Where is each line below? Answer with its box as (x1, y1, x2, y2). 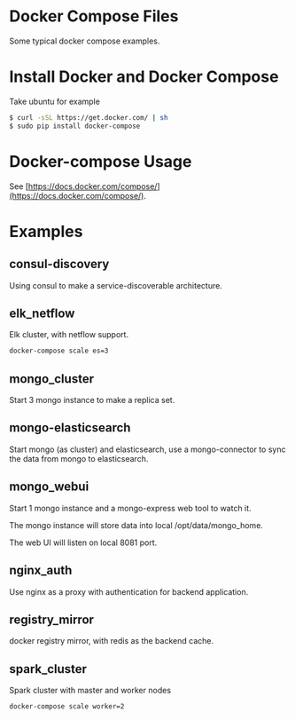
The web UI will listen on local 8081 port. (9, 537, 158, 548)
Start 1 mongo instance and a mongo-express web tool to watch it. (9, 502, 252, 513)
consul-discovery (9, 257, 110, 272)
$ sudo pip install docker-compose (9, 122, 141, 131)
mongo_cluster (9, 371, 95, 386)
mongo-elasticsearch (9, 420, 131, 436)
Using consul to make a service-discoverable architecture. (9, 280, 223, 290)
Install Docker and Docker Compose (9, 67, 279, 87)
